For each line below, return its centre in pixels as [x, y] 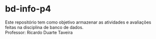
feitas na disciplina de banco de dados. [44, 27]
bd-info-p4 [28, 9]
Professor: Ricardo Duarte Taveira [39, 32]
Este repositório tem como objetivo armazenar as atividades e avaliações [78, 22]
